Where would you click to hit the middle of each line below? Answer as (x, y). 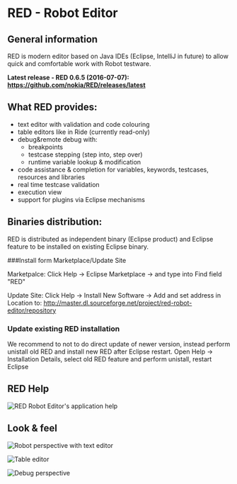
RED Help (28, 389)
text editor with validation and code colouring (83, 124)
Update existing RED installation (64, 329)
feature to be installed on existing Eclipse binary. (78, 247)
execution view (40, 192)
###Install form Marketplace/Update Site (67, 260)
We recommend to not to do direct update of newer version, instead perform (119, 344)
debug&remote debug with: (57, 139)
